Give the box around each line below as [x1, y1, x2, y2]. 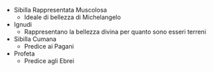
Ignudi [13, 21, 33, 28]
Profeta [13, 49, 35, 58]
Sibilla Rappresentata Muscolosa [13, 6, 107, 14]
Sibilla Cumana [13, 35, 57, 43]
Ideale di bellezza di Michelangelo [24, 13, 121, 21]
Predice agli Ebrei [24, 57, 75, 64]
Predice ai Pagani [24, 43, 74, 50]
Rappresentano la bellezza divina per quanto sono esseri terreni [24, 27, 206, 36]
